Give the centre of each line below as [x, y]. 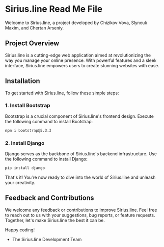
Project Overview [32, 43]
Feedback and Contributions [50, 198]
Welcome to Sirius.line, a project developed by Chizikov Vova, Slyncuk [76, 23]
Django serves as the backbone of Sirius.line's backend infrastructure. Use [81, 154]
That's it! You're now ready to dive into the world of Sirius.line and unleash [80, 177]
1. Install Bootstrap [28, 106]
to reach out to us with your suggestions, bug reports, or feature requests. [80, 215]
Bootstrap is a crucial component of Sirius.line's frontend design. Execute [79, 116]
